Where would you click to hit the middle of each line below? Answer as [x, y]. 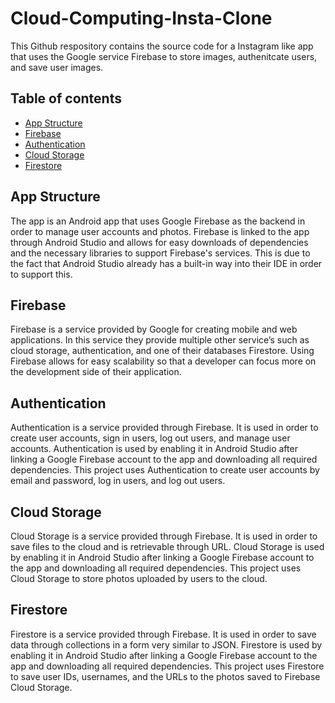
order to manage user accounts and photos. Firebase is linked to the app [160, 231]
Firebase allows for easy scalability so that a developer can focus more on [163, 361]
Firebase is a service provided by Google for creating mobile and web [154, 329]
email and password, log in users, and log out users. [118, 481]
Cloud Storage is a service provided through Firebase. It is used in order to [164, 536]
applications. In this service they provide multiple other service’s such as [160, 340]
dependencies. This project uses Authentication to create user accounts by [165, 470]
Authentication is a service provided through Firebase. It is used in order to [164, 428]
